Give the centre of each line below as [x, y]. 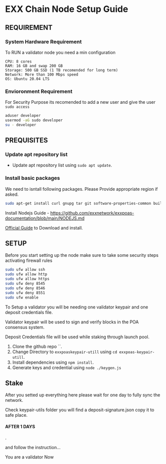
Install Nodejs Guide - [27, 213]
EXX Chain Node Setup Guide [67, 9]
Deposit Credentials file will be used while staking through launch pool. [77, 337]
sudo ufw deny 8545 [25, 284]
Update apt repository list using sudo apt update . [62, 165]
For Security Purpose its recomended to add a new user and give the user [80, 102]
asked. [12, 194]
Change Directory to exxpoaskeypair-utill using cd [65, 352]
